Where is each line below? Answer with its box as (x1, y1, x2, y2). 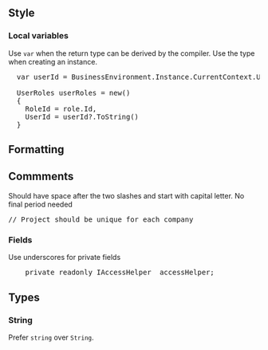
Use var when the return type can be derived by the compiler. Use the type (8, 48, 255, 58)
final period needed (8, 199, 73, 209)
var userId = (16, 72, 68, 81)
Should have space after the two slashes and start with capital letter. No (8, 191, 245, 200)
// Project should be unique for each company (8, 214, 194, 224)
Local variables (8, 30, 69, 41)
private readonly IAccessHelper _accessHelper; (25, 268, 215, 277)
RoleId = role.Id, (25, 104, 97, 113)
